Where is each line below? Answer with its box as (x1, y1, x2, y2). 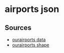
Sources (5, 23, 32, 32)
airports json (5, 3, 59, 15)
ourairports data (12, 36, 46, 42)
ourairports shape (12, 42, 49, 48)
